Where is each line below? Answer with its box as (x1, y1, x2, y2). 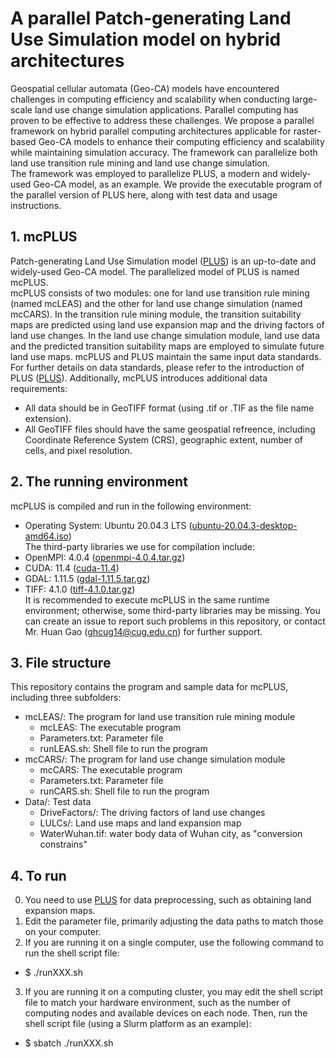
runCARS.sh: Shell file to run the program (39, 785, 210, 797)
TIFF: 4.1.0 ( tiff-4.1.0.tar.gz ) (24, 583, 136, 595)
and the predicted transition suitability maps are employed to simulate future (10, 340, 325, 352)
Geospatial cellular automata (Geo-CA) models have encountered (10, 82, 280, 94)
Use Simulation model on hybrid (10, 28, 282, 51)
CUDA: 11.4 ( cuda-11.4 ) (24, 562, 120, 574)
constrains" (39, 838, 88, 851)
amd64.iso (24, 530, 69, 542)
